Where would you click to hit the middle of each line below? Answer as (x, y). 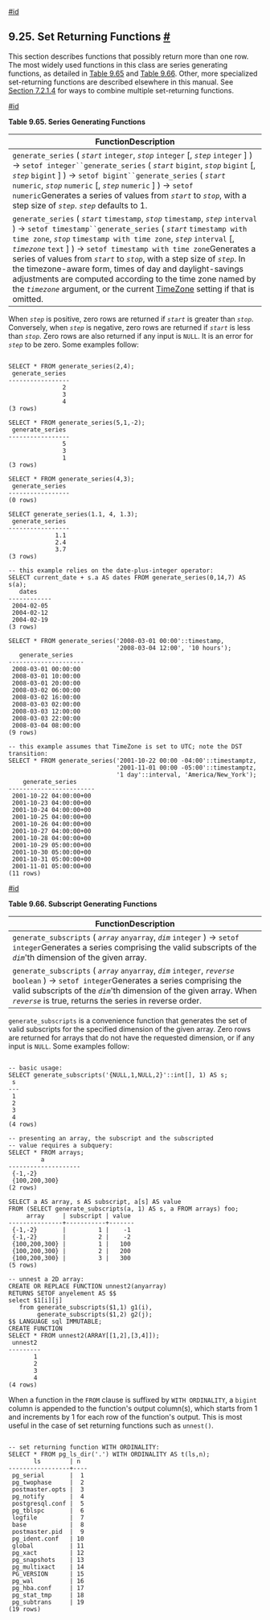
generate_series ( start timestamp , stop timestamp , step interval (135, 218)
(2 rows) (23, 1187)
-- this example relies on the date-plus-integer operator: (111, 571)
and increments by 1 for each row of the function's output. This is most (125, 1416)
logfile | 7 (48, 1517)
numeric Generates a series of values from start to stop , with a (129, 195)
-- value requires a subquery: (61, 1145)
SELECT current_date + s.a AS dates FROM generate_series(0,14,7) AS (127, 577)
